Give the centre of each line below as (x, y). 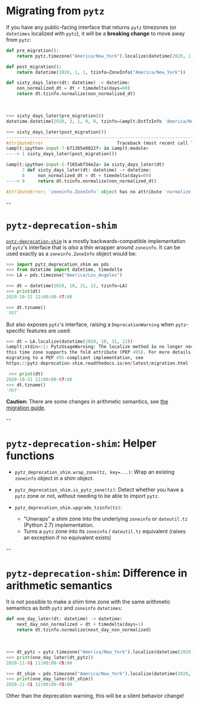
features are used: (49, 330)
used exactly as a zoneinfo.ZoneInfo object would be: (71, 253)
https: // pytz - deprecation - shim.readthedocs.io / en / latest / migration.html (97, 363)
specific (16, 330)
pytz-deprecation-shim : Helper (81, 443)
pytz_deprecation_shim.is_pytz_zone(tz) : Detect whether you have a (99, 490)
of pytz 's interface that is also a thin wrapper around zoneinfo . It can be (93, 247)
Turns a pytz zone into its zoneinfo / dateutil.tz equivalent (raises (105, 532)
